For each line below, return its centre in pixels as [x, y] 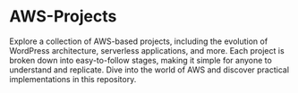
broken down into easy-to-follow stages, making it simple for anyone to [141, 60]
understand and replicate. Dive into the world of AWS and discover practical [149, 70]
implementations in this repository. [73, 79]
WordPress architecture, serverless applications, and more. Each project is [147, 50]
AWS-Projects [63, 17]
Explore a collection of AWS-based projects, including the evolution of [139, 41]
